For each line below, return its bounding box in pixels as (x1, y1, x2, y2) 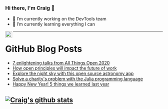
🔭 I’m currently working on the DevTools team (12, 16, 106, 22)
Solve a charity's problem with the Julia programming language (12, 76, 143, 82)
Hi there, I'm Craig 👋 (5, 4, 55, 11)
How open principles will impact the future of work (12, 65, 117, 71)
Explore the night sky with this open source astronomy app (12, 70, 134, 76)
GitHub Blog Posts (5, 43, 82, 54)
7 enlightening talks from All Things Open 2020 (12, 60, 110, 66)
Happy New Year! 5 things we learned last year (12, 81, 109, 87)
